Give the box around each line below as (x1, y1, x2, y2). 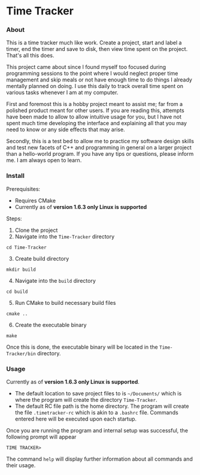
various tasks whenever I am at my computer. (6, 89, 119, 96)
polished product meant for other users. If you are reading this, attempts (6, 107, 184, 114)
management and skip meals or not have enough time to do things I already (6, 76, 193, 83)
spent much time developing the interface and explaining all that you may (6, 120, 187, 127)
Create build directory (14, 255, 69, 262)
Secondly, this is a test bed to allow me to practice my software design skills (6, 138, 195, 145)
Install (6, 172, 25, 180)
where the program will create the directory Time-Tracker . (14, 397, 157, 404)
